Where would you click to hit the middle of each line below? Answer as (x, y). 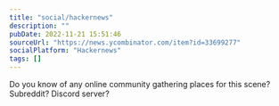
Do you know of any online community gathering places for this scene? (140, 84)
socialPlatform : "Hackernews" (66, 51)
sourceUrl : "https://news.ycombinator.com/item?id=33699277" (125, 42)
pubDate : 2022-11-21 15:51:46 (66, 34)
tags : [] (25, 59)
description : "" (39, 26)
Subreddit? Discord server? (59, 94)
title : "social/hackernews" (62, 17)
